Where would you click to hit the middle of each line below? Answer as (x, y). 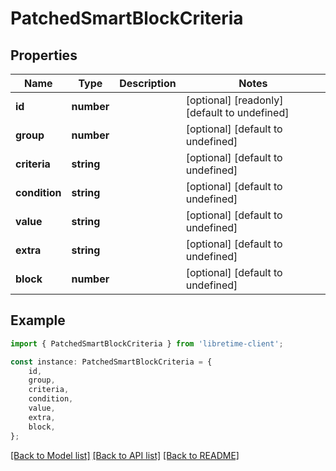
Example (38, 320)
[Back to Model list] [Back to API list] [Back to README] (125, 455)
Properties (44, 55)
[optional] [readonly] (234, 100)
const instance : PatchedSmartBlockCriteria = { (111, 362)
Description (148, 83)
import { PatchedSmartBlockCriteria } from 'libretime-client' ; (147, 343)
